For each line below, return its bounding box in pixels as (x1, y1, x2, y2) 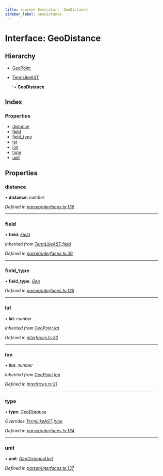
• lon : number (5, 362, 33, 368)
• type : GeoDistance (5, 409, 47, 415)
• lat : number (5, 315, 32, 322)
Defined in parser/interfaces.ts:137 (5, 465, 74, 471)
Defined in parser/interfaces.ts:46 (5, 250, 73, 256)
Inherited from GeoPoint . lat (5, 325, 60, 331)
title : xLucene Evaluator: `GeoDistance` (5, 7, 90, 12)
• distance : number (5, 194, 45, 200)
